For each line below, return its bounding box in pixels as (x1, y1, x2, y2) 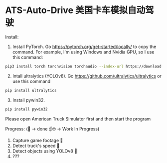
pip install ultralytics (5, 88, 57, 93)
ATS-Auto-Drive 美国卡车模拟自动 (5, 4, 146, 16)
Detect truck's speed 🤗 (12, 142, 60, 148)
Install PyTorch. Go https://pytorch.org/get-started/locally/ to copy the (12, 43, 157, 49)
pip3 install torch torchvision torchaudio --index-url (5, 63, 124, 69)
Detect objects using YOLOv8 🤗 (12, 148, 77, 154)
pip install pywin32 (5, 106, 48, 111)
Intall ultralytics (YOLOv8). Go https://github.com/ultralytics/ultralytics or (12, 73, 162, 79)
